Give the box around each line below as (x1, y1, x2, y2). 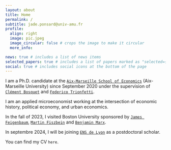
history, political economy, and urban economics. (5, 104, 108, 110)
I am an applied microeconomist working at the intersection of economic (5, 99, 157, 105)
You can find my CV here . (5, 139, 59, 145)
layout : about (5, 7, 36, 13)
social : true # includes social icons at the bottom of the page (5, 64, 147, 69)
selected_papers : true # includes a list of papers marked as (5, 59, 140, 64)
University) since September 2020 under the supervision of (25, 83, 151, 89)
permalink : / (5, 17, 33, 22)
